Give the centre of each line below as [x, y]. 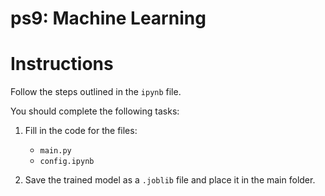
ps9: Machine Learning [108, 18]
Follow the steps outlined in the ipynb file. [96, 92]
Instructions [62, 64]
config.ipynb [67, 162]
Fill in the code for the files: [81, 131]
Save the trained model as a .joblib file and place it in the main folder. [170, 180]
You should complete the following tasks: [95, 111]
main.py [55, 151]
